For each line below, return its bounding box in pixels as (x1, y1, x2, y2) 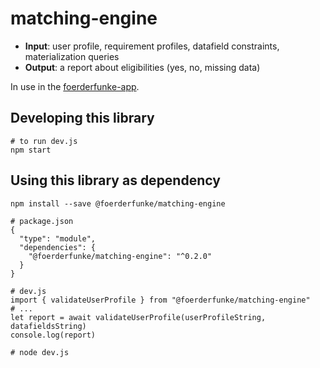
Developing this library (10, 110, 155, 127)
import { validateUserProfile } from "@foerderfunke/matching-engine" (10, 295, 311, 305)
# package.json (10, 216, 74, 226)
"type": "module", (19, 233, 97, 244)
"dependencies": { (19, 242, 97, 252)
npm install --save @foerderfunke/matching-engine (10, 198, 226, 209)
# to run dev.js (10, 136, 78, 146)
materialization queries (24, 50, 120, 62)
